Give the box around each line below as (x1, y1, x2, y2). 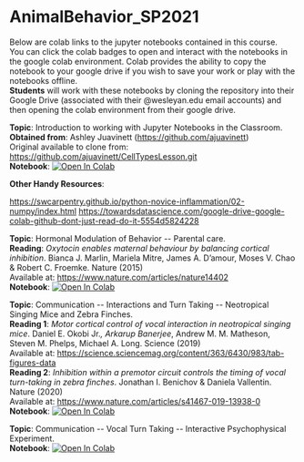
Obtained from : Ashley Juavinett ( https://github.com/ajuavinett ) (9, 131, 249, 142)
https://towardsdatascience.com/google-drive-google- (78, 205, 285, 216)
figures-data (9, 357, 56, 368)
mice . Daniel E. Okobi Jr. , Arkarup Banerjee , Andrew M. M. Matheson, (9, 328, 270, 339)
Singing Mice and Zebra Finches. (9, 308, 134, 320)
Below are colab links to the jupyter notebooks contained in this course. (9, 36, 278, 47)
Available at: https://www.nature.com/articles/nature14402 (9, 272, 229, 282)
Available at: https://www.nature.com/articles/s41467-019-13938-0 (9, 395, 261, 406)
